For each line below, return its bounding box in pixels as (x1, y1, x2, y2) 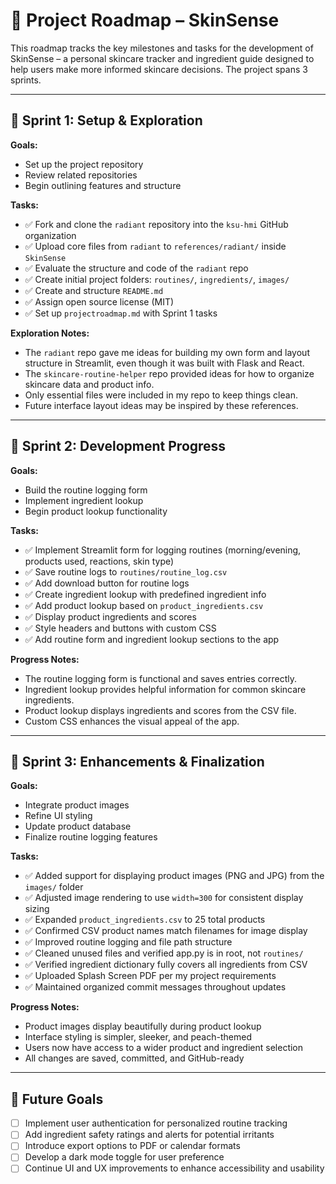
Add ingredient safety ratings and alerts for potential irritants (24, 1129, 275, 1141)
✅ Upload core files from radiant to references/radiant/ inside (24, 240, 287, 252)
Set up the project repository (24, 158, 144, 170)
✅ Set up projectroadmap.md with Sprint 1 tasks (24, 307, 218, 319)
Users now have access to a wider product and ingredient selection (24, 1042, 304, 1054)
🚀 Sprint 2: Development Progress (10, 438, 227, 455)
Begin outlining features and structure (24, 179, 182, 191)
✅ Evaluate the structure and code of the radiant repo (24, 262, 249, 274)
